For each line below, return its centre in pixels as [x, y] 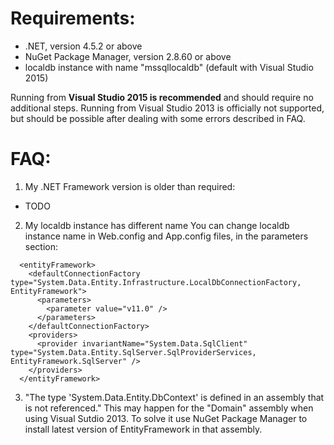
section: [41, 246]
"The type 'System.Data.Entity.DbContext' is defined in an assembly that [174, 397]
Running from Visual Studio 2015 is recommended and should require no [162, 97]
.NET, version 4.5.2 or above [83, 46]
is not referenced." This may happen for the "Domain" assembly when [169, 408]
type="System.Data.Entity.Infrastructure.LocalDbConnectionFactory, [156, 282]
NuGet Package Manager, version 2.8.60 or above [128, 56]
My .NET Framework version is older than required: [130, 186]
